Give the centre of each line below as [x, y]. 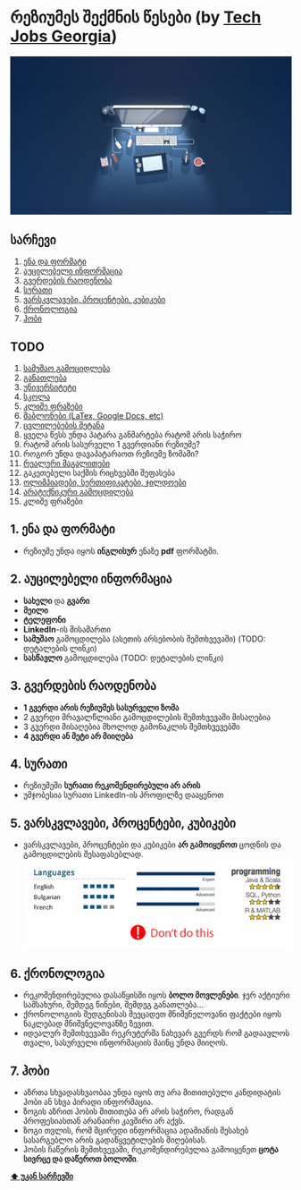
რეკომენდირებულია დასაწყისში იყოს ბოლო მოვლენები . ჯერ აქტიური [156, 995]
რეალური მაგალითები [67, 463]
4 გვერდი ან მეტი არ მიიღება [78, 735]
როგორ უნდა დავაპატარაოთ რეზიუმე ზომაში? [111, 454]
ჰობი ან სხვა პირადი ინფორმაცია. [88, 1102]
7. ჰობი [30, 1071]
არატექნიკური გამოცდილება [78, 492]
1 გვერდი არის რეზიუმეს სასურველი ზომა [101, 707]
